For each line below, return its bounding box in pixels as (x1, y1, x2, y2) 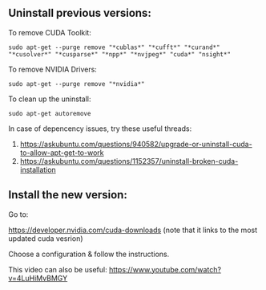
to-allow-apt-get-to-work (19, 148, 104, 157)
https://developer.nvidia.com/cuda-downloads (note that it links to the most (8, 225, 258, 235)
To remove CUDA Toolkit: (8, 27, 92, 37)
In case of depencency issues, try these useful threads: (8, 124, 192, 133)
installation (19, 165, 56, 174)
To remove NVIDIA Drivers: (8, 64, 98, 74)
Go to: (8, 209, 29, 219)
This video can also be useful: (8, 264, 107, 274)
